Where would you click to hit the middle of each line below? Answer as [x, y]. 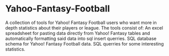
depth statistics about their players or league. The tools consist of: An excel [84, 27]
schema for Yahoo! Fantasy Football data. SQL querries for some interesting [84, 43]
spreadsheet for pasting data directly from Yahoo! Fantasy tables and [78, 33]
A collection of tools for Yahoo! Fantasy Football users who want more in [81, 22]
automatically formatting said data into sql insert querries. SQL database [81, 38]
